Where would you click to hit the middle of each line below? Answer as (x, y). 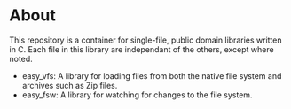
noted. (21, 58)
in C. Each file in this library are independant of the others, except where (142, 49)
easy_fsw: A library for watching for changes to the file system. (137, 95)
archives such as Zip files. (70, 85)
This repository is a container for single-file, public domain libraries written (145, 40)
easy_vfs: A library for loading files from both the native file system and (152, 75)
